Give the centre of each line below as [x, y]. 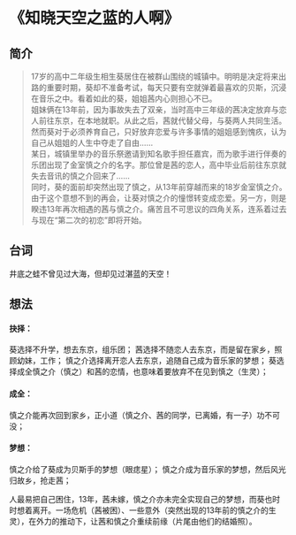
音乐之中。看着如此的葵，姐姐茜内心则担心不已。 [128, 99]
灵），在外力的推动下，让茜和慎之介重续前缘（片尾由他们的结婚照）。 [133, 521]
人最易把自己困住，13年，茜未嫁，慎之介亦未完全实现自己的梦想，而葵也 [141, 499]
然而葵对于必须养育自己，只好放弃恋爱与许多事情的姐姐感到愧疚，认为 [159, 132]
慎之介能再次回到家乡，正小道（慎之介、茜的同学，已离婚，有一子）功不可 [144, 415]
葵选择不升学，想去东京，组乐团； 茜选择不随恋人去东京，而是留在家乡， [142, 349]
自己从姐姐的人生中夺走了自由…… [91, 143]
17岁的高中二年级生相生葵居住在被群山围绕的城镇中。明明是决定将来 [155, 76]
